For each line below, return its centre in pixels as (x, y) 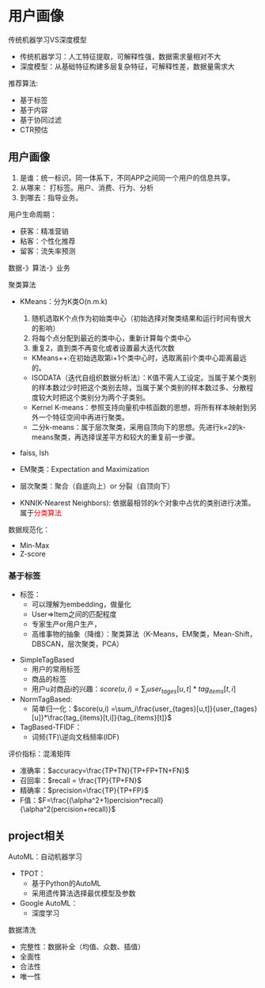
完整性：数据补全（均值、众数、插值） (82, 946)
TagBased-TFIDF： (51, 727)
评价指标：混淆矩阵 (40, 754)
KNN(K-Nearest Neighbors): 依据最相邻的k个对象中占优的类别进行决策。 (137, 503)
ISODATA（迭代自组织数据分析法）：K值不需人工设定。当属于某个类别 (144, 378)
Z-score (32, 553)
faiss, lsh (34, 453)
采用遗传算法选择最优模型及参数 (83, 893)
